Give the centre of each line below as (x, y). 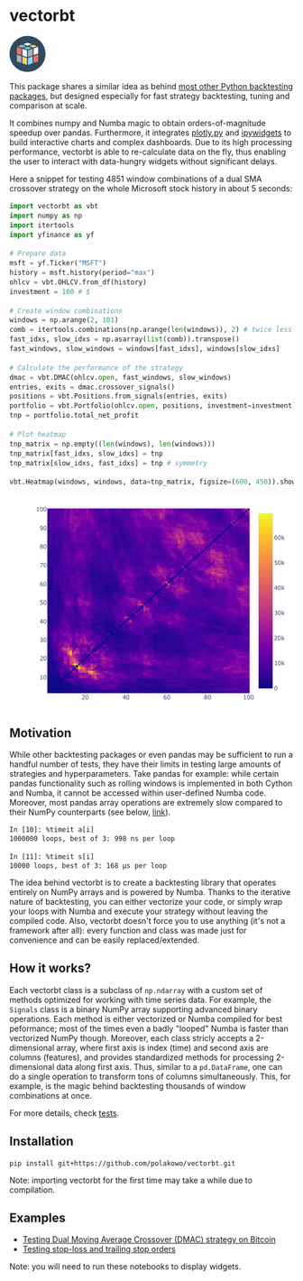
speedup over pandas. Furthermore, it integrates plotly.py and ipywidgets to (150, 133)
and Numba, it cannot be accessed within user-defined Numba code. (138, 793)
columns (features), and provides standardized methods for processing (142, 1057)
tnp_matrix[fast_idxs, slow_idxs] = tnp (87, 453)
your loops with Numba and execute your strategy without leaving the (139, 911)
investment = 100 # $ (50, 291)
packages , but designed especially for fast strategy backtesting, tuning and (150, 96)
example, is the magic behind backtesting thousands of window (128, 1086)
